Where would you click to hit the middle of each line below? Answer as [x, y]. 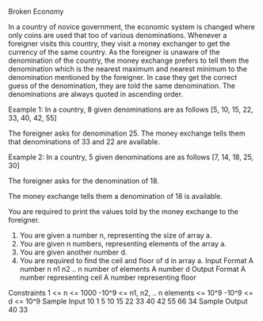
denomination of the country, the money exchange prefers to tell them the [129, 60]
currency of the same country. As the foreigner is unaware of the [114, 52]
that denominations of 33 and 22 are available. [84, 141]
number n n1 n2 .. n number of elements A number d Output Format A [133, 269]
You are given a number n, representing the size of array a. [116, 235]
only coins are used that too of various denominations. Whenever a [118, 35]
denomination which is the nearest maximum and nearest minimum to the [128, 69]
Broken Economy [36, 11]
